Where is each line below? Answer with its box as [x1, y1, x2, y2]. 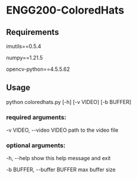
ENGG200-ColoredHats [6, 4, 125, 17]
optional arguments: [6, 141, 66, 149]
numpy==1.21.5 [6, 54, 43, 61]
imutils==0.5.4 [6, 43, 41, 50]
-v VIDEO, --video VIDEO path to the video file [6, 126, 119, 134]
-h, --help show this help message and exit [6, 155, 111, 162]
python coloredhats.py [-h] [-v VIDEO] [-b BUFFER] [6, 98, 132, 105]
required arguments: [6, 113, 67, 121]
